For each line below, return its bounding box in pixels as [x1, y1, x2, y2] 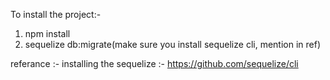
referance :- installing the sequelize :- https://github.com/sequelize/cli [10, 58, 299, 69]
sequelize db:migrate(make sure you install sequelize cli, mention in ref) [24, 39, 321, 50]
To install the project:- [10, 9, 102, 20]
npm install [24, 28, 71, 39]
